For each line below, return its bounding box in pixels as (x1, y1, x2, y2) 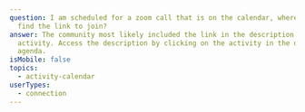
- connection (17, 89, 67, 98)
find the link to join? (17, 22, 107, 31)
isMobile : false (9, 55, 71, 64)
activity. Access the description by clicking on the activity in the (17, 38, 290, 48)
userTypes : (9, 80, 51, 89)
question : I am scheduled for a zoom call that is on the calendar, (9, 13, 274, 23)
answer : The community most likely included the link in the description (9, 30, 295, 39)
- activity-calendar (17, 72, 95, 81)
